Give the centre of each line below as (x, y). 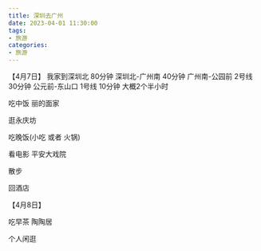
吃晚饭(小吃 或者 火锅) (45, 137)
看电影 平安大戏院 (37, 154)
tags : (17, 30)
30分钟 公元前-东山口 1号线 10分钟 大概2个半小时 (89, 86)
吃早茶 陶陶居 (30, 222)
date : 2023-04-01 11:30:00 (53, 23)
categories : (28, 45)
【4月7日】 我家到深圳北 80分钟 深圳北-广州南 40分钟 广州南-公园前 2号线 (130, 76)
